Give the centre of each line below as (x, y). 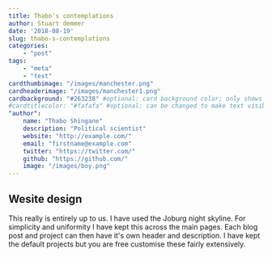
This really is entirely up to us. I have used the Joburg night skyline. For (127, 218)
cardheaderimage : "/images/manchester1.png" (85, 91)
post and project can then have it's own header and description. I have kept (134, 235)
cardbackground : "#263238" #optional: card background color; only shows (136, 99)
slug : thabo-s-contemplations (59, 38)
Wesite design (45, 199)
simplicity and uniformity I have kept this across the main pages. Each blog (133, 226)
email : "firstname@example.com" (77, 143)
